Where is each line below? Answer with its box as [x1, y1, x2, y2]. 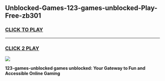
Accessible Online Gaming [5, 70, 60, 76]
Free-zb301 [5, 12, 41, 20]
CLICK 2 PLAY [5, 45, 39, 52]
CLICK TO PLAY [5, 27, 43, 33]
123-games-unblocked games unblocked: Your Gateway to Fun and [5, 65, 146, 71]
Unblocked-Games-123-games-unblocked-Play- [5, 4, 158, 12]
